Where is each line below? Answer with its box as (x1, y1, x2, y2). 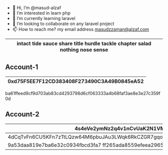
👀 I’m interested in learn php (12, 10, 71, 16)
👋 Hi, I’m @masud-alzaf (12, 5, 61, 10)
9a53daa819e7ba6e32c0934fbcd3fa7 (7, 141, 101, 148)
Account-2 (5, 110, 39, 118)
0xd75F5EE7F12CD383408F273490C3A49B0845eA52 (7, 77, 144, 84)
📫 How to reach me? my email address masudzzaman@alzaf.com (12, 26, 149, 32)
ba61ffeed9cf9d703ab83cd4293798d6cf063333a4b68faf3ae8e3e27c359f (5, 90, 161, 96)
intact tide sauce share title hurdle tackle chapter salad (16, 40, 151, 47)
